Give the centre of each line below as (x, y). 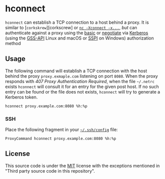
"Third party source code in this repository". (50, 171)
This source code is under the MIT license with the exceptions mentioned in (82, 166)
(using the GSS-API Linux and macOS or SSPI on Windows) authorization (80, 38)
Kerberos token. (22, 97)
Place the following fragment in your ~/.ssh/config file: (61, 130)
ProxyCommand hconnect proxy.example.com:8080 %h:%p (61, 138)
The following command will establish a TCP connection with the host (76, 71)
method (13, 43)
